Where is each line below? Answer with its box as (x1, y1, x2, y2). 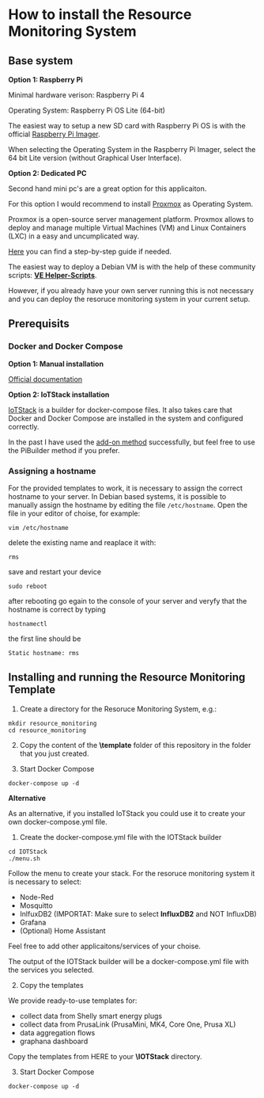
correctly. (8, 421, 40, 431)
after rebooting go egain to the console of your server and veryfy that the (8, 596, 247, 605)
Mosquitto (19, 901, 53, 910)
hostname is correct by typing (8, 604, 107, 614)
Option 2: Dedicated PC (8, 169, 87, 177)
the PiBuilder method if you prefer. (8, 445, 120, 455)
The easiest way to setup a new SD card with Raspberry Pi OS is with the (8, 121, 247, 130)
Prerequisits (8, 317, 70, 330)
